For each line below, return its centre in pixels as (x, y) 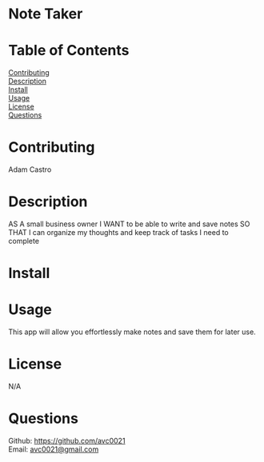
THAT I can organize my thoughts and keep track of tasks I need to (119, 232)
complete (24, 241)
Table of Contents (69, 51)
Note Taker (46, 14)
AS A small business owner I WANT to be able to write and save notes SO (129, 224)
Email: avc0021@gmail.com (54, 449)
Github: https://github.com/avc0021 (67, 441)
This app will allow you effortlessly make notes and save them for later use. (132, 332)
